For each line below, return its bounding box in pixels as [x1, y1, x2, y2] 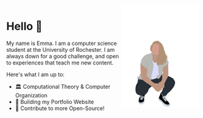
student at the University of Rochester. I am [6, 46, 115, 53]
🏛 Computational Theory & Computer [15, 83, 111, 90]
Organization [15, 91, 47, 99]
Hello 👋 [6, 19, 43, 33]
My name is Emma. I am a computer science [6, 40, 117, 47]
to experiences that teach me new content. [6, 59, 114, 66]
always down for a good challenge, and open [6, 52, 120, 60]
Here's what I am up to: [6, 71, 65, 78]
